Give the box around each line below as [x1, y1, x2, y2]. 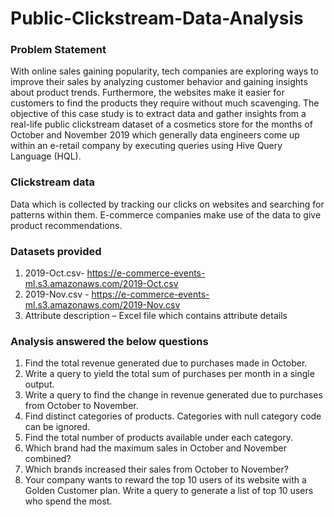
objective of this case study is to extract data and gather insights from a [10, 108, 307, 120]
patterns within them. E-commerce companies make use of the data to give [10, 208, 322, 221]
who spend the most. [24, 495, 113, 507]
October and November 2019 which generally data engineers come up [10, 129, 300, 141]
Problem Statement [10, 43, 107, 57]
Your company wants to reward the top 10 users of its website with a [24, 474, 307, 486]
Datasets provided [10, 244, 102, 258]
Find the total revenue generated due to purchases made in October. [24, 357, 308, 369]
